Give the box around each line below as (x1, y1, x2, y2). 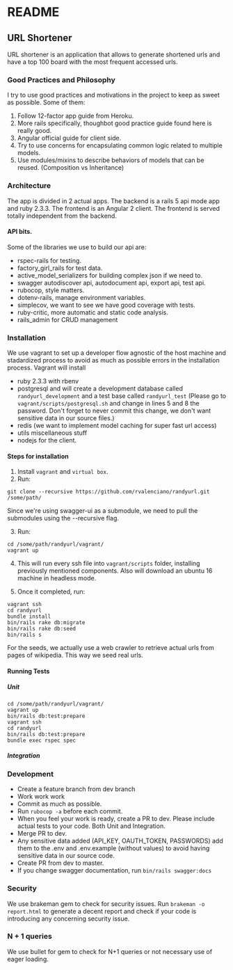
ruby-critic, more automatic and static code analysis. (17, 308, 168, 317)
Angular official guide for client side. (17, 134, 122, 143)
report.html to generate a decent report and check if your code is (7, 907, 197, 915)
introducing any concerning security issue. (7, 914, 130, 923)
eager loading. (7, 955, 49, 963)
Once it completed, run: (17, 587, 86, 596)
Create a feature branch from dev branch (17, 785, 136, 793)
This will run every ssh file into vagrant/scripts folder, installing (17, 559, 200, 568)
